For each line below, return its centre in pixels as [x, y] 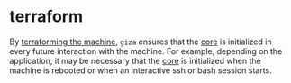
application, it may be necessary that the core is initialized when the [135, 60]
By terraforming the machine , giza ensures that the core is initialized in [141, 41]
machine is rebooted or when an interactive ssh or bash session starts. [141, 70]
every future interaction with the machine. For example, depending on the [146, 51]
